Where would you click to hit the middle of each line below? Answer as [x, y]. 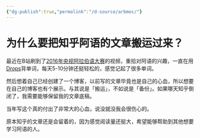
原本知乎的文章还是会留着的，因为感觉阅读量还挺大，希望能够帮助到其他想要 [100, 121]
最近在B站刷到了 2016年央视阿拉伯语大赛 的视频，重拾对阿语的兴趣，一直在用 [100, 61]
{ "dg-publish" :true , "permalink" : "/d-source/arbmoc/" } [74, 12]
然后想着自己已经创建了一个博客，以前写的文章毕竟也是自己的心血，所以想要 [100, 81]
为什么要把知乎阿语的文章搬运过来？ [95, 43]
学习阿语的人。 [24, 128]
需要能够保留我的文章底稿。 [61, 96]
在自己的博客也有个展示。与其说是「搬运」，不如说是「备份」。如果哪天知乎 [97, 88]
